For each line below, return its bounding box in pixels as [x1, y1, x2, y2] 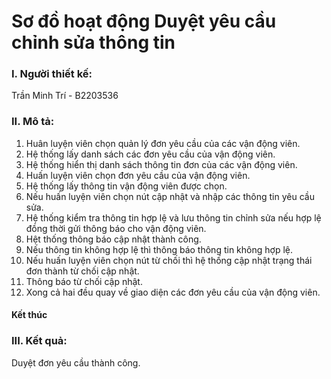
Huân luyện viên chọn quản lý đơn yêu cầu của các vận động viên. [25, 137, 301, 149]
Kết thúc [11, 309, 48, 321]
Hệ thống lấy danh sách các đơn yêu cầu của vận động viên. [25, 148, 276, 160]
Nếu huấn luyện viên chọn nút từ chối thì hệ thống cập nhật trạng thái [25, 254, 313, 266]
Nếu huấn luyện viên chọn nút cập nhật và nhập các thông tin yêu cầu [25, 190, 315, 202]
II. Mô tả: [11, 115, 55, 129]
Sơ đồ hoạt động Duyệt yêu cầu [11, 10, 277, 33]
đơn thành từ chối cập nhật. [25, 265, 140, 277]
